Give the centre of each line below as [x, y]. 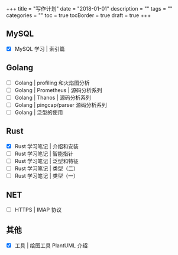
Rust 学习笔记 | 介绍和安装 [46, 146]
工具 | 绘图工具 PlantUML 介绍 [51, 245]
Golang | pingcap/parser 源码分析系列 [61, 104]
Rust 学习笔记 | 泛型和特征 [46, 161]
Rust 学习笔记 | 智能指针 [44, 153]
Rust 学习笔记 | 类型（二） [46, 168]
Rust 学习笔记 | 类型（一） [46, 176]
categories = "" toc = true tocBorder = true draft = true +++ [79, 15]
